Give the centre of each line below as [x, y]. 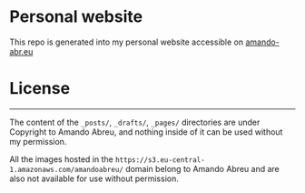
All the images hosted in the [61, 159]
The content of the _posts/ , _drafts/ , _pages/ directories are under [135, 122]
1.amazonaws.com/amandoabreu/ [67, 169]
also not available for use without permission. [94, 178]
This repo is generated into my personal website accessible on [127, 42]
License [40, 89]
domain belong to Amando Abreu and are [202, 168]
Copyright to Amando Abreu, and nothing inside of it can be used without [146, 132]
